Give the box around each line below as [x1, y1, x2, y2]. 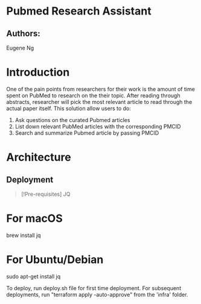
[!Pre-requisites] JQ [21, 190, 71, 198]
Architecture [6, 150, 71, 164]
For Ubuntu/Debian [6, 253, 104, 267]
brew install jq [6, 231, 41, 239]
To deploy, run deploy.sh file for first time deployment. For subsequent [6, 284, 182, 291]
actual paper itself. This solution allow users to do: [6, 105, 131, 112]
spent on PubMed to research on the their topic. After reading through [6, 92, 180, 99]
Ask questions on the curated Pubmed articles [14, 116, 130, 123]
